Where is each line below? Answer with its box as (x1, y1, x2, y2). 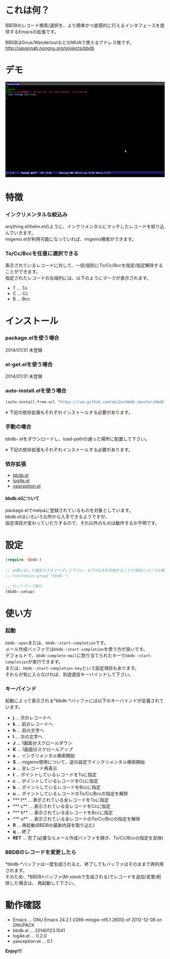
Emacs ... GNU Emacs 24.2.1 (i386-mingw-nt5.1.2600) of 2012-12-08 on (12, 917, 162, 923)
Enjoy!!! (5, 948, 22, 954)
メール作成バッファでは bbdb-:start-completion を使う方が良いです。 (5, 646, 148, 652)
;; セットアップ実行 (5, 584, 42, 589)
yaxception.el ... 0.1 (12, 938, 53, 944)
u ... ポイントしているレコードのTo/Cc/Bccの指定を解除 (12, 790, 128, 797)
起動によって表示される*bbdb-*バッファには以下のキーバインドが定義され (5, 698, 160, 704)
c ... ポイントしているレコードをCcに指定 (12, 777, 99, 784)
